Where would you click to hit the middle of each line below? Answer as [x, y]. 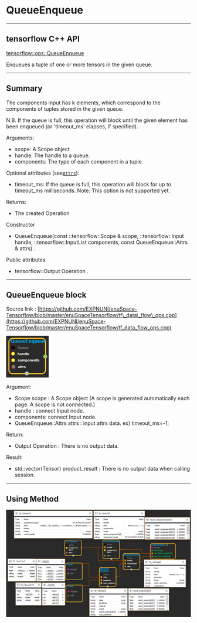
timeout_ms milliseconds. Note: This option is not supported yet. [92, 190]
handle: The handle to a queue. [52, 155]
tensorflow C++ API [43, 39]
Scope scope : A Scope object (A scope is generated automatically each [102, 399]
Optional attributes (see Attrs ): [43, 173]
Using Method [33, 499]
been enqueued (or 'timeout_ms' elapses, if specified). [72, 126]
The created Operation [42, 213]
